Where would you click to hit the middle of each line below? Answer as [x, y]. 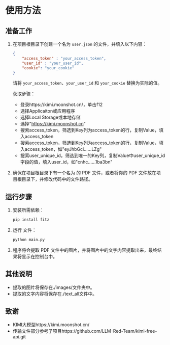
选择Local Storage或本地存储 [50, 117]
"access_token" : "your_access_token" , [64, 58]
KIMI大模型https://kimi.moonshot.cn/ [51, 325]
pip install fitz [31, 220]
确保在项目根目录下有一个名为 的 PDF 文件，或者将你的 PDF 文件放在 [84, 173]
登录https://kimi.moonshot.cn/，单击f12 [61, 104]
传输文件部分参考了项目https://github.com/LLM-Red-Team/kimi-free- [85, 331]
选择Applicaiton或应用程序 [47, 111]
